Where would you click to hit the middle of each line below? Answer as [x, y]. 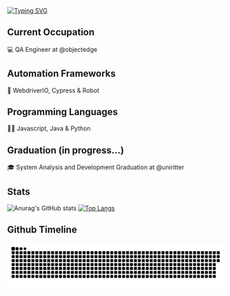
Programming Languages [63, 112]
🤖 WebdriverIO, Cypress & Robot [53, 90]
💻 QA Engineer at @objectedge [52, 49]
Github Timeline [42, 230]
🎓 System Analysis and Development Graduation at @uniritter [96, 167]
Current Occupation [51, 32]
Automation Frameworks [61, 73]
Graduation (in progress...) [66, 150]
